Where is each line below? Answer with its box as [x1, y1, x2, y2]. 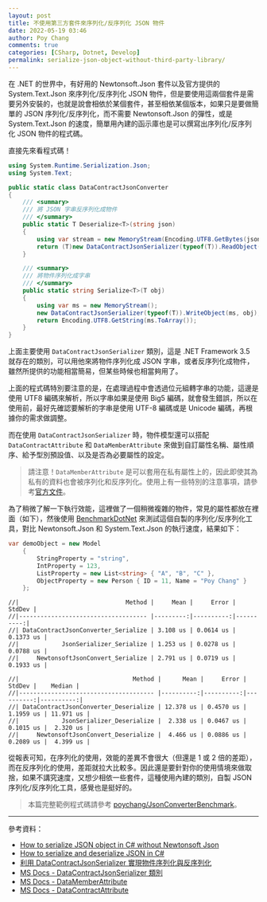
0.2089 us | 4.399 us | [8, 738, 91, 746]
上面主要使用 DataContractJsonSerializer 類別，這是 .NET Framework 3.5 [8, 347, 250, 356]
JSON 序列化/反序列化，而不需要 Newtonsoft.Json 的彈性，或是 [23, 108, 233, 118]
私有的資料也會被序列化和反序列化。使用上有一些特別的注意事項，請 [27, 477, 251, 487]
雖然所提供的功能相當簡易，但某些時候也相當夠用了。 [8, 367, 183, 376]
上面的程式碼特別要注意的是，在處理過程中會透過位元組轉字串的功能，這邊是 [8, 383, 259, 393]
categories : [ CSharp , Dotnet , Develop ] [8, 49, 141, 57]
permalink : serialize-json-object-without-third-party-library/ [8, 57, 226, 65]
